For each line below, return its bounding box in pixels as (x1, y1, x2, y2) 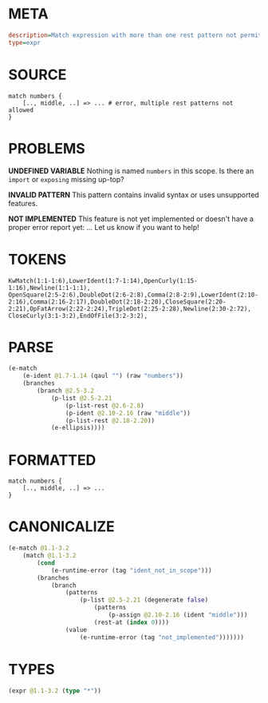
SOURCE (8, 66, 67, 84)
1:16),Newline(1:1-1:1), (8, 284, 91, 292)
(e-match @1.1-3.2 (8, 544, 69, 552)
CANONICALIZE (8, 518, 116, 536)
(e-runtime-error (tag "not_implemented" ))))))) (79, 633, 245, 641)
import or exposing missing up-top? (8, 174, 125, 184)
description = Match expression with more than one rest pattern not (8, 31, 238, 39)
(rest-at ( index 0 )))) (93, 618, 170, 626)
